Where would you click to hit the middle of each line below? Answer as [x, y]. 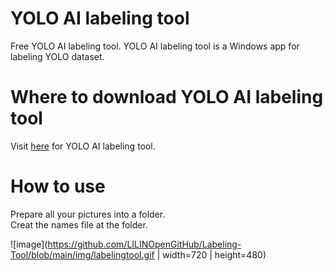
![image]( [29, 244]
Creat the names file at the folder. [79, 224]
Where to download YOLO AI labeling [167, 97]
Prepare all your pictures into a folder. [88, 214]
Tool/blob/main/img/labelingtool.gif [82, 254]
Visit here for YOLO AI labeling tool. [83, 146]
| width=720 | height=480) [211, 254]
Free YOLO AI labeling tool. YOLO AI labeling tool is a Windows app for [155, 46]
